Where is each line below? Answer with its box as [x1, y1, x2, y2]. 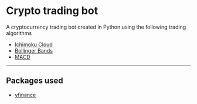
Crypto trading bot [6, 4, 98, 18]
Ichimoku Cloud [14, 41, 53, 48]
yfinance [14, 91, 36, 98]
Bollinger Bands [14, 47, 53, 54]
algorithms [6, 29, 32, 36]
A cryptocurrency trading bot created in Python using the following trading [6, 23, 186, 30]
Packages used [6, 76, 63, 86]
